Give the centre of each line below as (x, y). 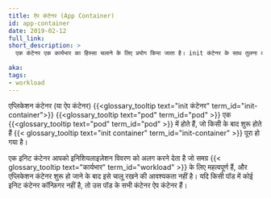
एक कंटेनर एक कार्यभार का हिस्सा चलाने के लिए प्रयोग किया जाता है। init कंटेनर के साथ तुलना (137, 53)
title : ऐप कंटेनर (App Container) (62, 16)
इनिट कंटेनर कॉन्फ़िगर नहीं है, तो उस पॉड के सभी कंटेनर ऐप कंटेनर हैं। (98, 185)
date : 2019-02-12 (38, 31)
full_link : (27, 38)
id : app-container (39, 23)
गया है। (18, 142)
